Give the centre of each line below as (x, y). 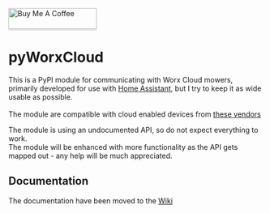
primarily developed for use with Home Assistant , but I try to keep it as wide (135, 88)
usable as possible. (41, 96)
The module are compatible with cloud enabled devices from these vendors (135, 114)
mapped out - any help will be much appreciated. (90, 155)
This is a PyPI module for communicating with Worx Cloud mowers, (121, 79)
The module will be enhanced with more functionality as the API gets (123, 147)
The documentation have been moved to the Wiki (90, 200)
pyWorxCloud (56, 58)
